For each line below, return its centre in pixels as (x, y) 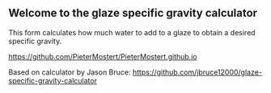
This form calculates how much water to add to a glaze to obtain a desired (132, 32)
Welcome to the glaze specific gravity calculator (133, 13)
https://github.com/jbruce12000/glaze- (197, 72)
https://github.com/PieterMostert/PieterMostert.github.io (103, 56)
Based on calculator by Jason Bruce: (70, 72)
